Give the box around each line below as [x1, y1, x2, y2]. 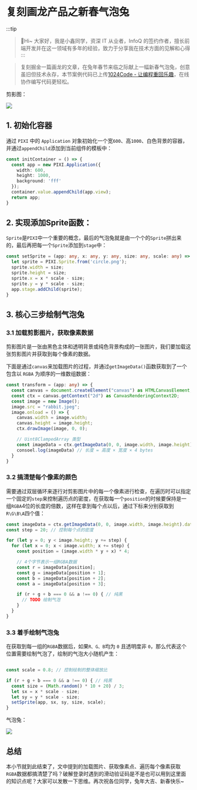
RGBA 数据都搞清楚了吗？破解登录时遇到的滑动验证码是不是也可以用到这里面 [6, 771, 186, 778]
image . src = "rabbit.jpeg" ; [11, 404, 80, 410]
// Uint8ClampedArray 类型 [16, 436, 81, 442]
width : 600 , [16, 167, 46, 173]
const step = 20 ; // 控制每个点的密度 [6, 527, 94, 533]
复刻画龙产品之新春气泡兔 [6, 5, 130, 19]
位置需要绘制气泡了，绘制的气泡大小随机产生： [6, 650, 119, 657]
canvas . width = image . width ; [16, 415, 88, 421]
